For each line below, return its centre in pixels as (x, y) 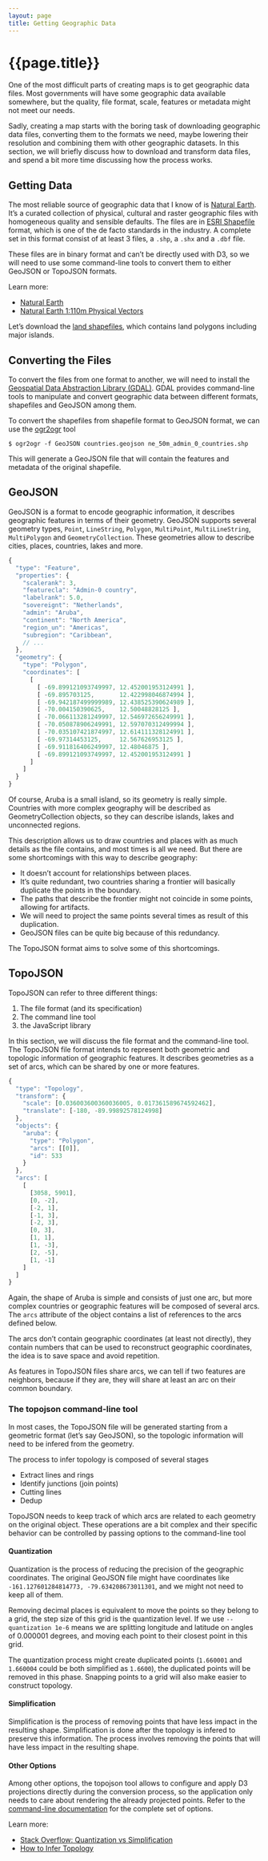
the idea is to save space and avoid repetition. (84, 1356)
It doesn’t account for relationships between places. (106, 873)
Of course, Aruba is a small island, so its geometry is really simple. (118, 799)
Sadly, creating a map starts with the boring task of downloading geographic (134, 126)
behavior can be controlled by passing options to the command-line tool (127, 1533)
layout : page (30, 16)
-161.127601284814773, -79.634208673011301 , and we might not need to (126, 1586)
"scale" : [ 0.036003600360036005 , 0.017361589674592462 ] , (120, 1103)
